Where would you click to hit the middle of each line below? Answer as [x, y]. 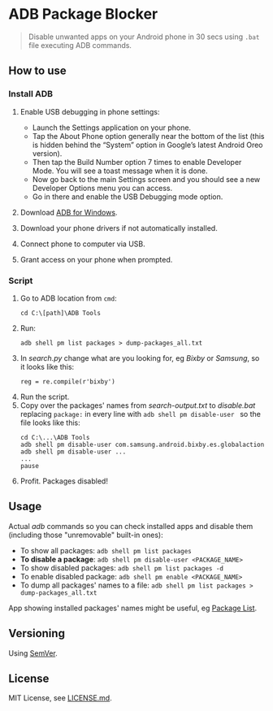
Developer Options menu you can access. [102, 188]
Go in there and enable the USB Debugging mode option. [128, 197]
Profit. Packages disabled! [64, 481]
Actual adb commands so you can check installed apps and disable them [131, 526]
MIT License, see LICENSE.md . [60, 698]
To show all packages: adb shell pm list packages [106, 550]
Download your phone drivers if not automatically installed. [119, 228]
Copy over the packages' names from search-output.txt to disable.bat [138, 405]
